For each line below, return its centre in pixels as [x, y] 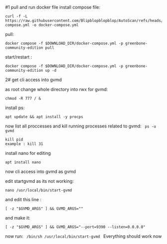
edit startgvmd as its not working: [40, 181]
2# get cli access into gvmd [34, 80]
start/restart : [19, 57]
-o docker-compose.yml [55, 25]
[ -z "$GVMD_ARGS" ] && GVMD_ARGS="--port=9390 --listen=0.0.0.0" [75, 227]
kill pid [14, 139]
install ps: [15, 108]
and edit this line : [23, 199]
